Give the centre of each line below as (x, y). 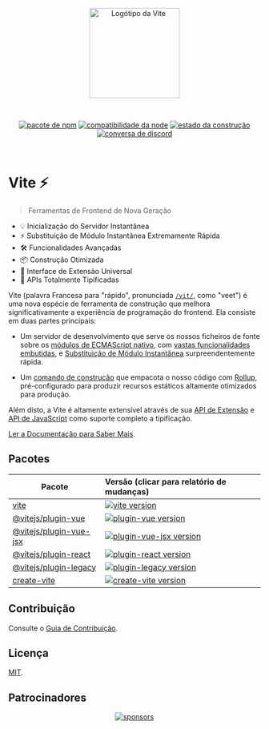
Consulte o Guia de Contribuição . (63, 628)
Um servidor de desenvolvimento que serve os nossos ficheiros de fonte (140, 336)
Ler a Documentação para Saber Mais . (72, 433)
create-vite (34, 580)
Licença (29, 653)
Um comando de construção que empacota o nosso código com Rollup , (139, 377)
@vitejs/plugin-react (52, 554)
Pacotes (29, 459)
